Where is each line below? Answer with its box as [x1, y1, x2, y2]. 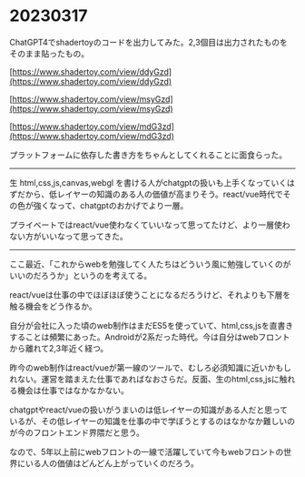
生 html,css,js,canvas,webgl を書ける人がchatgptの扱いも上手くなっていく [9, 177, 288, 188]
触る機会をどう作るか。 [9, 300, 97, 311]
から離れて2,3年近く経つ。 [9, 342, 109, 353]
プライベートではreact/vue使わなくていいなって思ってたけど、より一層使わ [9, 219, 290, 230]
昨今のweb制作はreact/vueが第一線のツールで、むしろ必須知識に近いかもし [9, 361, 292, 373]
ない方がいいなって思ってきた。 [9, 230, 129, 241]
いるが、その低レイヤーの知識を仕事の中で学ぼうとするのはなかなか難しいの [9, 415, 295, 426]
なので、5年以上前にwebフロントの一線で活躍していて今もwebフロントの [9, 446, 284, 457]
